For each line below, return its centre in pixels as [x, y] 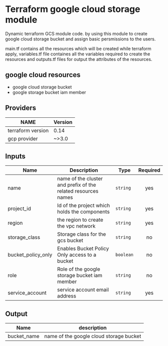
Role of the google [79, 269]
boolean [124, 255]
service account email [83, 290]
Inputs [15, 156]
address [67, 296]
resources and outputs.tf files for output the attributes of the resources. [79, 59]
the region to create [80, 220]
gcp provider [23, 138]
